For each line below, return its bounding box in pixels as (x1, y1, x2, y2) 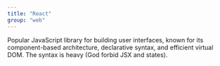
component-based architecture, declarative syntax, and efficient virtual (7, 43, 214, 51)
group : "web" (7, 17, 46, 24)
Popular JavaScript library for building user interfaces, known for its (7, 35, 204, 44)
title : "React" (7, 10, 52, 17)
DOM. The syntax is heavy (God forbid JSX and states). (7, 50, 168, 59)
